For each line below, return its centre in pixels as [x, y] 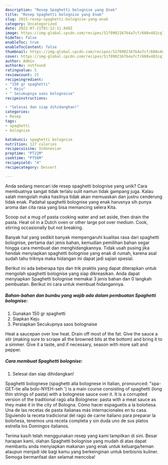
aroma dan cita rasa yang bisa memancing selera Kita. [61, 207]
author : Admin [20, 61]
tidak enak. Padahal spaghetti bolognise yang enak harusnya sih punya [78, 202]
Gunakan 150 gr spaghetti [39, 313]
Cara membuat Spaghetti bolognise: [44, 361]
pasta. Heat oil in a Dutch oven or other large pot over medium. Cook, [77, 222]
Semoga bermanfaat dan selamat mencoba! [50, 457]
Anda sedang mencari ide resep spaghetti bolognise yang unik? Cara [76, 186]
